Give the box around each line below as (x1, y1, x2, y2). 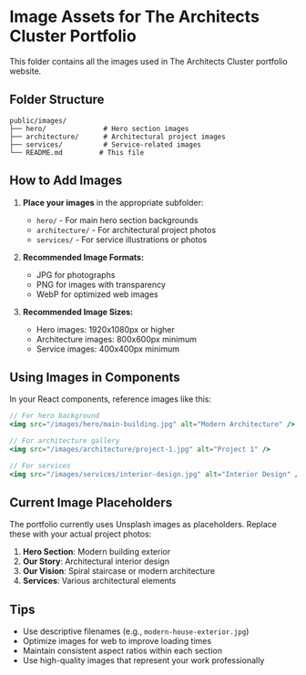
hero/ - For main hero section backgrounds (36, 214, 199, 225)
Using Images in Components (9, 369, 180, 384)
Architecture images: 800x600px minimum (36, 333, 198, 344)
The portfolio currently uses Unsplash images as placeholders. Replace (9, 519, 278, 530)
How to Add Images (9, 173, 123, 189)
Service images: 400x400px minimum (36, 343, 180, 354)
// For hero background (9, 412, 100, 421)
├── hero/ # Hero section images (9, 124, 189, 133)
